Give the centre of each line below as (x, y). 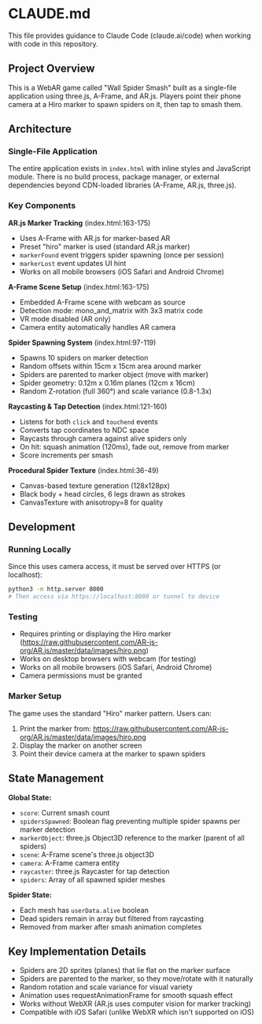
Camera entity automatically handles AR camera (98, 327)
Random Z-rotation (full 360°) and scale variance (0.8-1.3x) (116, 391)
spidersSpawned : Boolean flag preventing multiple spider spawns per (130, 821)
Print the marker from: (55, 728)
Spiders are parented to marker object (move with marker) (114, 374)
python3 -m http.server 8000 (56, 590)
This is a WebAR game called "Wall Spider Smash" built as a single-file (123, 87)
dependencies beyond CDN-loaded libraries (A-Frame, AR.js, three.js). (122, 185)
